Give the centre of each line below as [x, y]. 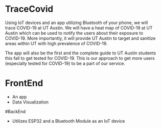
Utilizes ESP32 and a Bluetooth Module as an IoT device [69, 121]
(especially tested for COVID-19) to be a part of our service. [65, 63]
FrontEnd [24, 83]
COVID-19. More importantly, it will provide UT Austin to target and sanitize [80, 38]
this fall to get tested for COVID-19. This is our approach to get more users [80, 58]
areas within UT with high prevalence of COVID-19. [56, 43]
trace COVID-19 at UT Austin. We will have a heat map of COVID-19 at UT [79, 27]
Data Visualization [30, 102]
